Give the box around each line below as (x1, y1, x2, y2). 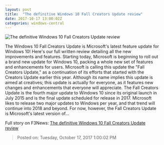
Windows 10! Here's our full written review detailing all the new (5, 49, 132, 54)
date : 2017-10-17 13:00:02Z (5, 16, 62, 21)
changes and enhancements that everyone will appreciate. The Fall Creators (5, 85, 159, 91)
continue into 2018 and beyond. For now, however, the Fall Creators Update (5, 106, 157, 111)
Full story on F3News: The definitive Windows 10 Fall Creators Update (5, 120, 145, 126)
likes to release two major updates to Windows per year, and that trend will (5, 100, 155, 106)
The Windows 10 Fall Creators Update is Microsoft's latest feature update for (5, 43, 159, 49)
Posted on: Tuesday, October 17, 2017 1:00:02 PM (17, 135, 117, 141)
